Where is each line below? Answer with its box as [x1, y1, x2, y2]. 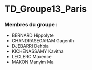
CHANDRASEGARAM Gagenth [11, 38, 74, 44]
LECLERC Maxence [11, 54, 52, 60]
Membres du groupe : [4, 21, 58, 28]
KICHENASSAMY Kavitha [11, 48, 64, 54]
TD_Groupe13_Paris [4, 3, 87, 15]
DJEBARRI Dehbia [11, 43, 49, 49]
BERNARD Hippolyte [11, 32, 54, 38]
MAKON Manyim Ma [11, 59, 54, 65]
